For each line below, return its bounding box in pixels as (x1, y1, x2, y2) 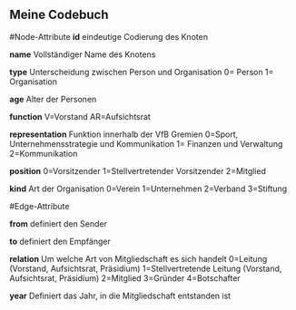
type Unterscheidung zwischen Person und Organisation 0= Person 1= (9, 66, 274, 77)
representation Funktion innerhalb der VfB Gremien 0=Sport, (9, 129, 239, 140)
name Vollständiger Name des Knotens (9, 49, 156, 60)
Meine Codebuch (9, 7, 109, 23)
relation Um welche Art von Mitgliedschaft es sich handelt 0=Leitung (9, 253, 268, 264)
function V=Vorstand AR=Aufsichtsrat (9, 111, 152, 121)
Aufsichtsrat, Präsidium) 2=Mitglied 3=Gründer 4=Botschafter (9, 272, 241, 284)
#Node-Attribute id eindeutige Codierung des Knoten (9, 31, 209, 42)
